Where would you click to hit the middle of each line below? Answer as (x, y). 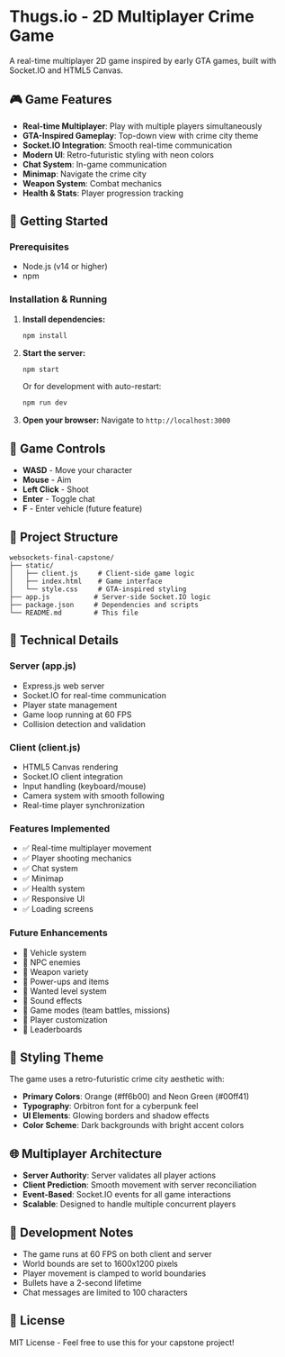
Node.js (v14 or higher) (65, 267)
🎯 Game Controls (58, 448)
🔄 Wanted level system (65, 991)
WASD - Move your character (77, 470)
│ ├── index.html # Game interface (86, 581)
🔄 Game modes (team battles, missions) (96, 1010)
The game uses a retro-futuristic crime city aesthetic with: (117, 1079)
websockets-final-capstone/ (62, 557)
